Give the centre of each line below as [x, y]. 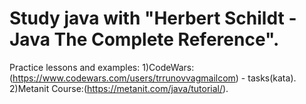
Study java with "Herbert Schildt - [153, 18]
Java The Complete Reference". [144, 39]
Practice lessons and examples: [75, 67]
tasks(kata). [272, 78]
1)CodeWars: [168, 67]
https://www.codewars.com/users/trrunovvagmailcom [124, 78]
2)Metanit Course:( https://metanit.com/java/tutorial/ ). [119, 88]
